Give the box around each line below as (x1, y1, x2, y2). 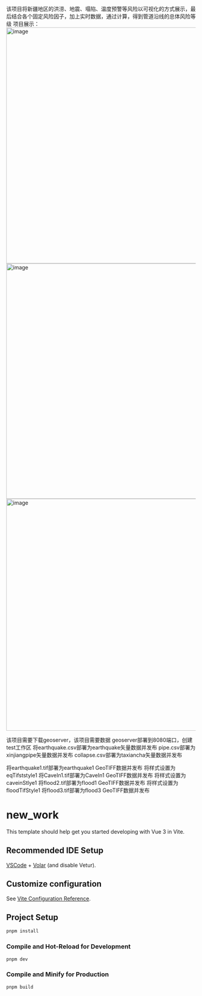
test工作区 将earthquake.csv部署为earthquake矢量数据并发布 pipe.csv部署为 (6, 744, 196, 751)
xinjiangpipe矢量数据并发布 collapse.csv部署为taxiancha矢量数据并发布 (6, 751, 182, 758)
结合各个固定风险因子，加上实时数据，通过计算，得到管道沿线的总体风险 (11, 13, 191, 20)
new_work (6, 808, 59, 822)
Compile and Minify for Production (6, 970, 109, 979)
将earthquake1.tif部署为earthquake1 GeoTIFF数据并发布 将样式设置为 (6, 764, 176, 771)
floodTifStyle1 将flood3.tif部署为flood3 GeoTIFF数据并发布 (6, 787, 150, 794)
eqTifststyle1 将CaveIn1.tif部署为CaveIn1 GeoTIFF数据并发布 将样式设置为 (6, 772, 186, 779)
